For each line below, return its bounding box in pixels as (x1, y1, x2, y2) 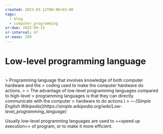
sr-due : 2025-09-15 (5, 26, 45, 30)
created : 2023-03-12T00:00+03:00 (5, 7, 74, 12)
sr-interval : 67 (5, 30, 38, 35)
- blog (9, 16, 23, 21)
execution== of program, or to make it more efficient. (5, 123, 113, 129)
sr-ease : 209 (5, 35, 32, 40)
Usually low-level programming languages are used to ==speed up (5, 118, 140, 124)
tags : (5, 12, 16, 17)
